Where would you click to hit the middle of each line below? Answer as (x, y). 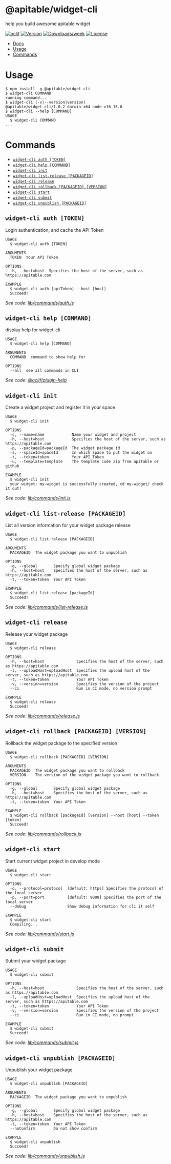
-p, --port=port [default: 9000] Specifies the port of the (85, 897)
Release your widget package (37, 634)
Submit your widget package (36, 961)
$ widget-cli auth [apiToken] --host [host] (58, 289)
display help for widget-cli (33, 330)
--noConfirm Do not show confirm (54, 1129)
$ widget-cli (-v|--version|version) (46, 102)
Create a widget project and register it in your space (60, 407)
